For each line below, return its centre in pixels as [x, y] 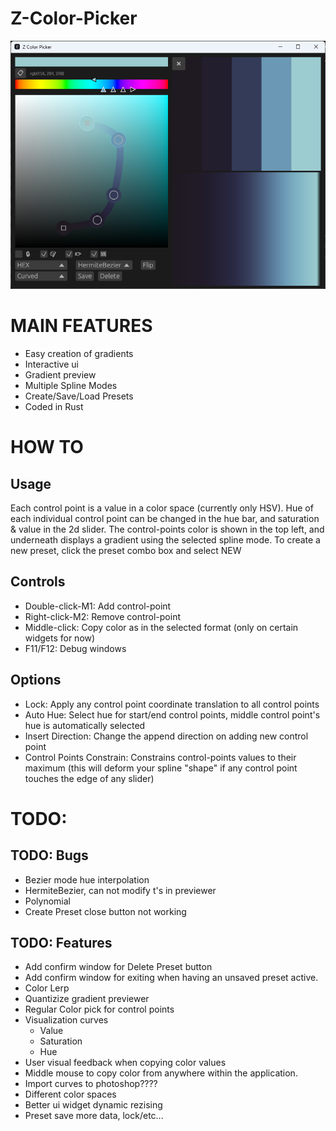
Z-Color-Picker [74, 18]
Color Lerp [47, 988]
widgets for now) [60, 638]
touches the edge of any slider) [89, 778]
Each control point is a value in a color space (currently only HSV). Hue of [162, 508]
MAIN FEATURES [81, 326]
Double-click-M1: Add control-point [98, 606]
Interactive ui [51, 364]
